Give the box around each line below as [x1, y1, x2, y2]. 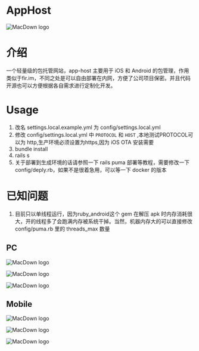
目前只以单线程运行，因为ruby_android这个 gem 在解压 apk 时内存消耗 [14, 210, 188, 217]
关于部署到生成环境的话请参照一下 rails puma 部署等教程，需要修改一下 [14, 159, 189, 166]
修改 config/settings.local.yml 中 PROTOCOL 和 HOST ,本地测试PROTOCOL [14, 131, 188, 138]
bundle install [14, 145, 48, 152]
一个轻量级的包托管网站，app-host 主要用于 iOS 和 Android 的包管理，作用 [6, 67, 189, 74]
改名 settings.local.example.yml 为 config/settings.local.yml [14, 124, 161, 131]
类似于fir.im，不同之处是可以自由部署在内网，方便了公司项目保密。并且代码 [6, 74, 191, 81]
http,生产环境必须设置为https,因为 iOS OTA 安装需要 [26, 138, 154, 146]
